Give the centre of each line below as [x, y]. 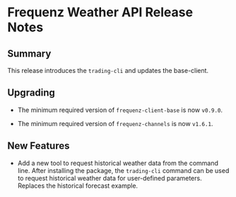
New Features [39, 146]
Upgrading [31, 93]
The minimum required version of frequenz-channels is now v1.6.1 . [115, 123]
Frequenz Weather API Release [100, 12]
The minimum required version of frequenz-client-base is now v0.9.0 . [120, 110]
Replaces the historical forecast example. [78, 186]
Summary [29, 54]
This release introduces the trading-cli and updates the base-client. [108, 71]
